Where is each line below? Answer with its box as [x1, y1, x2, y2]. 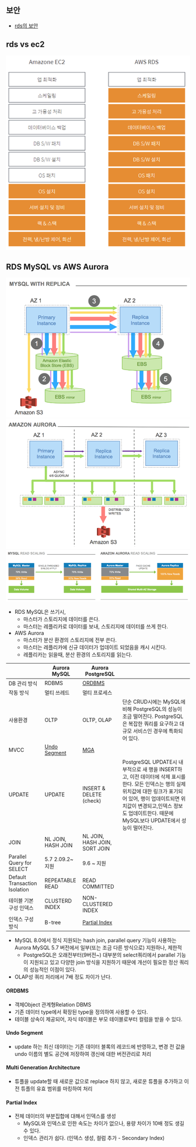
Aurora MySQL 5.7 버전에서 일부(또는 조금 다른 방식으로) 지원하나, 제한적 [14, 944, 183, 951]
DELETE [82, 791, 102, 798]
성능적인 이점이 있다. [29, 966, 77, 973]
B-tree [44, 919, 61, 926]
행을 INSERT [148, 765, 178, 773]
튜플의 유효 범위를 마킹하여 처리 [20, 1085, 93, 1092]
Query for [8, 859, 32, 866]
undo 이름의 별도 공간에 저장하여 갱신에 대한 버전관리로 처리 [14, 1050, 152, 1057]
